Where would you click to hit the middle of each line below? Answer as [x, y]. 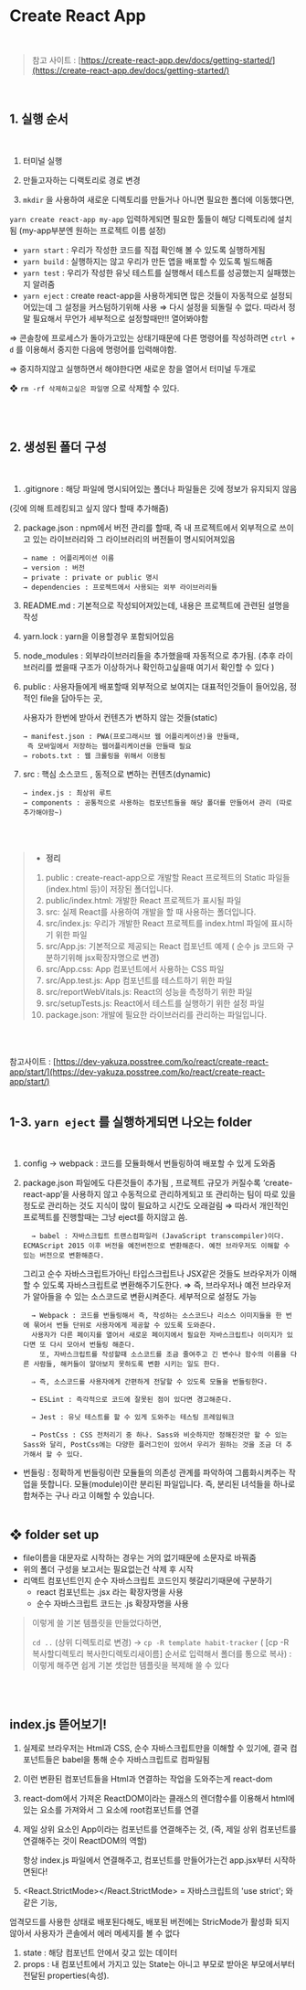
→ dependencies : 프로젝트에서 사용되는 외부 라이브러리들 [120, 587]
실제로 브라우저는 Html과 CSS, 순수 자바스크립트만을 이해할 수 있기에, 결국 [155, 1748]
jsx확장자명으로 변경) [122, 958]
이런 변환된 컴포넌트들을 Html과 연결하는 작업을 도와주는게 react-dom [148, 1779]
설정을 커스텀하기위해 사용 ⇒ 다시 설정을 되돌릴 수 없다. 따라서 [175, 306]
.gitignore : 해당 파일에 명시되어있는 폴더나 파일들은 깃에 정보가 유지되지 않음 [160, 488]
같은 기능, [40, 1902]
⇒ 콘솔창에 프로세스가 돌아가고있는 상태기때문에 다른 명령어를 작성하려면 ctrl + [152, 337]
